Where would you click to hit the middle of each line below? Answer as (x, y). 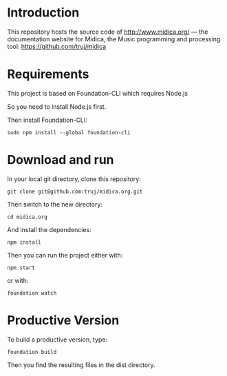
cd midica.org (28, 217)
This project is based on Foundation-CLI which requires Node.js (97, 93)
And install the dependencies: (49, 229)
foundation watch (32, 293)
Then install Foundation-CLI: (47, 120)
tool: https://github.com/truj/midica (57, 46)
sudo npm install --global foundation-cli (69, 132)
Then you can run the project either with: (65, 255)
